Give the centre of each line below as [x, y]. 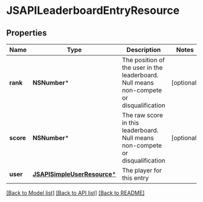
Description [144, 50]
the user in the [142, 67]
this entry [135, 178]
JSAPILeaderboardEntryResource [93, 11]
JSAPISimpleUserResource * [74, 174]
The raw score [142, 115]
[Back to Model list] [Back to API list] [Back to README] [76, 193]
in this [130, 123]
